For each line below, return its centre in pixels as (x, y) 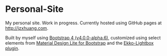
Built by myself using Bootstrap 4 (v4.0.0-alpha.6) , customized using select (83, 38)
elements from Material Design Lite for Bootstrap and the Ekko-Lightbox (79, 43)
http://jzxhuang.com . (27, 28)
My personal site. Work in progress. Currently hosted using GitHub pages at (83, 23)
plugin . (12, 48)
